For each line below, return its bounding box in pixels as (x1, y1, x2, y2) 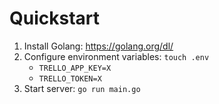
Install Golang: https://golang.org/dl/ (23, 40, 174, 52)
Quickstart (9, 7, 101, 30)
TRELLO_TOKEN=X (38, 73, 102, 84)
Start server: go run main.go (23, 82, 141, 94)
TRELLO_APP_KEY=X (38, 63, 112, 73)
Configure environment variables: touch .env (23, 50, 210, 62)
